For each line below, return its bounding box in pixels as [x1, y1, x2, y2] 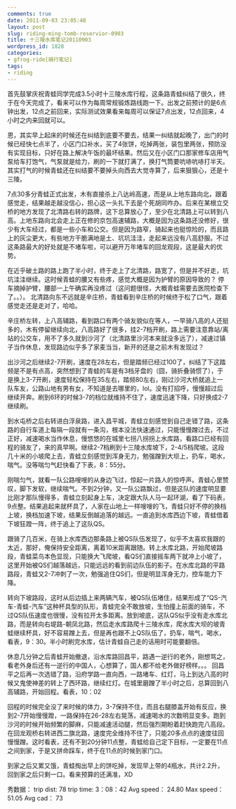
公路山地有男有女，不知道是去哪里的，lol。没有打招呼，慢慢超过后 [31, 384, 223, 393]
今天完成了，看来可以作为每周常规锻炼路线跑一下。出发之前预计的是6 [19, 98, 221, 106]
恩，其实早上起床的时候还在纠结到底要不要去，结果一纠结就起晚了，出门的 [7, 131, 223, 139]
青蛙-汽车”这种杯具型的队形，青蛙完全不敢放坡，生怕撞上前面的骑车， [16, 602, 219, 611]
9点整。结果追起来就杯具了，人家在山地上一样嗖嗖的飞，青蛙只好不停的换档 [7, 502, 227, 510]
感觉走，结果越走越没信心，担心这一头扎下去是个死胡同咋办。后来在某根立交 [7, 198, 229, 207]
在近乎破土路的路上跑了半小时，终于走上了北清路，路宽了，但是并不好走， [7, 266, 223, 274]
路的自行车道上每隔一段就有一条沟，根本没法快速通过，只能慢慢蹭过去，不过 [7, 425, 229, 433]
